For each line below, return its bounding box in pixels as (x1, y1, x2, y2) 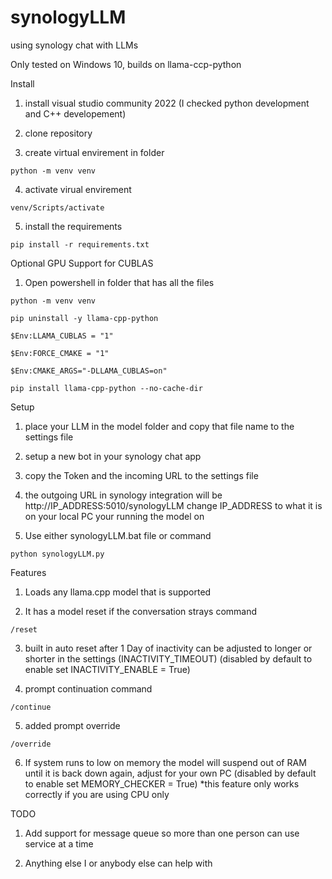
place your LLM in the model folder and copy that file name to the (24, 420, 295, 432)
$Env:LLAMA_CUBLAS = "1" (10, 331, 114, 341)
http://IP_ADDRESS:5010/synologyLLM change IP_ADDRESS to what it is (24, 499, 323, 511)
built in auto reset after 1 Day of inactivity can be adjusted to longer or (24, 642, 313, 654)
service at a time (24, 837, 94, 850)
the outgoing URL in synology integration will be (24, 489, 223, 501)
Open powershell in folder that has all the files (24, 276, 215, 288)
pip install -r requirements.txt (10, 239, 150, 250)
